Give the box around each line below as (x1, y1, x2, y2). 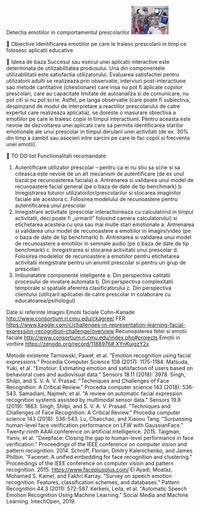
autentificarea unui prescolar (14, 202, 86, 209)
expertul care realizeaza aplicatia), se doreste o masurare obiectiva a (6, 109, 176, 116)
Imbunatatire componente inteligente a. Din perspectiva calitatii (14, 272, 171, 279)
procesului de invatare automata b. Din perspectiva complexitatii (14, 278, 173, 285)
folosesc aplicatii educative (6, 47, 73, 54)
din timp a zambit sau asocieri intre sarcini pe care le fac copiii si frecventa (6, 134, 190, 141)
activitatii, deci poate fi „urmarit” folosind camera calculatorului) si (14, 215, 178, 221)
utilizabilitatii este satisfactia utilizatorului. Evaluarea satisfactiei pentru (6, 71, 180, 78)
